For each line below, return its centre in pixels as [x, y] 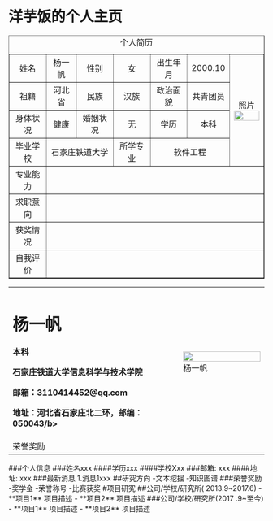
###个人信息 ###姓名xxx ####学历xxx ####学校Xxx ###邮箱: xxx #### [129, 468]
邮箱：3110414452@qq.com [70, 393]
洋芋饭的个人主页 [66, 17]
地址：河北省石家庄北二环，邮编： [78, 413]
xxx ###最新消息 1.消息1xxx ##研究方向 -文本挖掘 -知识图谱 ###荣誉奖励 [141, 478]
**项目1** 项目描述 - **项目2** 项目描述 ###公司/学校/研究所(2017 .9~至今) [136, 499]
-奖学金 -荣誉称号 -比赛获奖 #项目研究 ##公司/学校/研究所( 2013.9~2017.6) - [135, 488]
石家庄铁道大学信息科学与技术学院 [78, 372]
